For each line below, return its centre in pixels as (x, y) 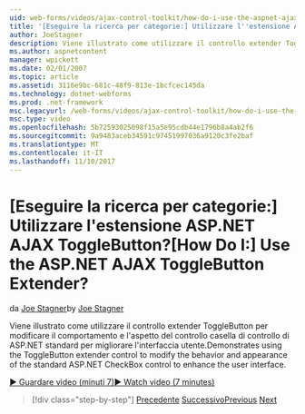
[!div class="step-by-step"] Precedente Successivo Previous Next (154, 399)
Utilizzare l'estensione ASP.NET (133, 226)
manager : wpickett (44, 60)
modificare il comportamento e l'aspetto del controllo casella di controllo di (149, 336)
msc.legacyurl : (38, 111)
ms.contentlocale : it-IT (56, 153)
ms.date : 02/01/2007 (49, 69)
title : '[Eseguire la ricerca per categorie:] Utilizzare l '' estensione (150, 26)
